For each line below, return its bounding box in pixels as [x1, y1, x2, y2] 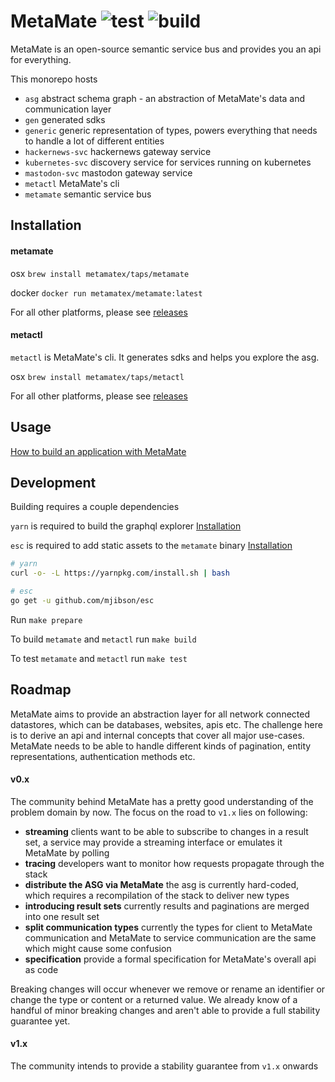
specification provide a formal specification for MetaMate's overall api [24, 953, 317, 965]
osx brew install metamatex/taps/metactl [10, 370, 185, 382]
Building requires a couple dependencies [10, 501, 180, 513]
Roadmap [10, 681, 72, 699]
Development [10, 474, 97, 491]
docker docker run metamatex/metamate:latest [10, 286, 203, 299]
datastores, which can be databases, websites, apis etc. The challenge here [10, 718, 323, 730]
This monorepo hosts [10, 73, 98, 85]
